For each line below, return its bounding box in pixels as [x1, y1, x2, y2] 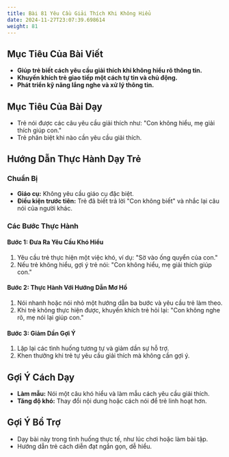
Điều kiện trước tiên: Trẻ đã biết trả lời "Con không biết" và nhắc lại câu [16, 197, 220, 205]
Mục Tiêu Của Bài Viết [7, 48, 104, 60]
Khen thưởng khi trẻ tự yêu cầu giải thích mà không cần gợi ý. [16, 351, 190, 360]
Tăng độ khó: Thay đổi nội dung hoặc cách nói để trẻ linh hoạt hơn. [16, 397, 207, 405]
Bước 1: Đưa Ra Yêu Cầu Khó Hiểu [7, 238, 104, 247]
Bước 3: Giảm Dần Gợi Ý [7, 329, 77, 337]
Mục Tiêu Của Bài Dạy [7, 101, 103, 112]
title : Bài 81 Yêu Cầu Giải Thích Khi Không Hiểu [7, 10, 152, 17]
